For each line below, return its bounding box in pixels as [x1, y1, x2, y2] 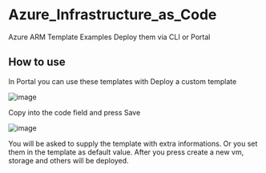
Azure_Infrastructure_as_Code [8, 6, 217, 24]
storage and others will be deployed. [8, 155, 130, 165]
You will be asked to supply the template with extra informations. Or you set [8, 139, 258, 148]
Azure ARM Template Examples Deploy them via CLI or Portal [8, 32, 211, 42]
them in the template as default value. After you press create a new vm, [8, 147, 244, 157]
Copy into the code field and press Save [8, 107, 141, 117]
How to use [8, 55, 66, 69]
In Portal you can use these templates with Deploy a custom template [8, 76, 237, 86]
